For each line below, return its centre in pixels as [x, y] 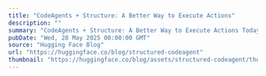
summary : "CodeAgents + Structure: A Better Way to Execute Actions [123, 30]
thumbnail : [26, 60]
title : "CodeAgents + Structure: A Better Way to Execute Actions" [122, 15]
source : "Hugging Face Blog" [56, 45]
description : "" [35, 23]
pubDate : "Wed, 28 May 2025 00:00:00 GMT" [79, 38]
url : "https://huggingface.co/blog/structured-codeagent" [106, 52]
